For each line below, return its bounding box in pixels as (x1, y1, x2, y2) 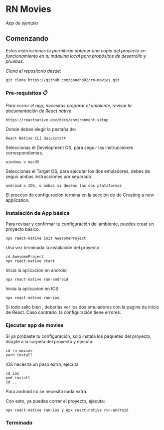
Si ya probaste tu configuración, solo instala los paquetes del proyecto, (5, 333, 152, 339)
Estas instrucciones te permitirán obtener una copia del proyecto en (5, 47, 146, 53)
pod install (5, 375, 30, 380)
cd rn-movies (5, 348, 33, 353)
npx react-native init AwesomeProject (5, 236, 86, 241)
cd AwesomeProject (5, 254, 44, 260)
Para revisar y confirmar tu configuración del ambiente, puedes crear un (5, 221, 154, 227)
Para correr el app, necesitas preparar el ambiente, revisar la (5, 103, 132, 109)
